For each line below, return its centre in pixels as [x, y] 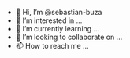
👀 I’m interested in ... [49, 20]
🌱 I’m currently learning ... [58, 29]
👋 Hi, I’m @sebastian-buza [59, 12]
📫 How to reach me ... [52, 46]
